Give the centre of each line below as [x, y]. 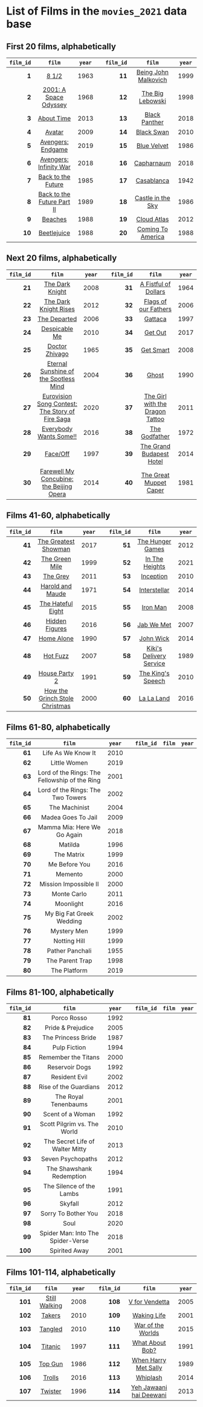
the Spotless [57, 378]
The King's [154, 673]
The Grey [56, 576]
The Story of [57, 411]
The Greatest [56, 541]
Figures [56, 628]
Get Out [155, 332]
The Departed [57, 318]
